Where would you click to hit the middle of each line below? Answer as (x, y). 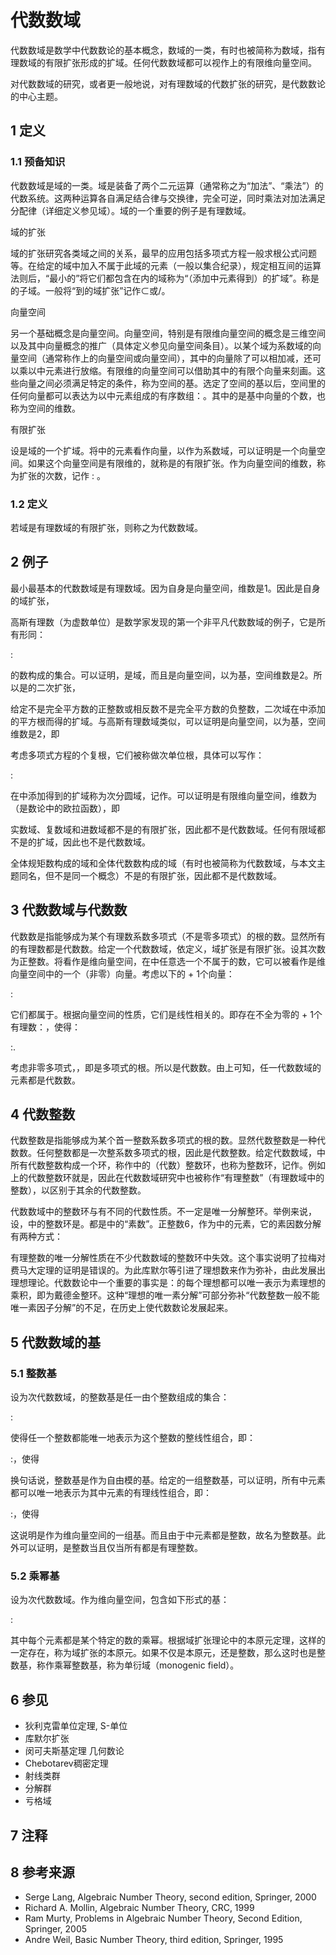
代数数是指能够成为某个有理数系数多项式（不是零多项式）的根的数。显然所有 (168, 936)
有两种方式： (36, 1237)
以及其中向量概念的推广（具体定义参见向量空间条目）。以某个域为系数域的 (161, 345)
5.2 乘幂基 (35, 1576)
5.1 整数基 (33, 1373)
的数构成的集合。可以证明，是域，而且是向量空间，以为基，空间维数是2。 (162, 675)
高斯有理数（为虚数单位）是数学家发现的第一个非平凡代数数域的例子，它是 (163, 622)
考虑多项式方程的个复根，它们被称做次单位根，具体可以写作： (137, 755)
